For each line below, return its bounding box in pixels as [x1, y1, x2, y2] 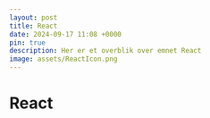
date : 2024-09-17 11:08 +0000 [9, 29, 122, 38]
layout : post [9, 13, 58, 22]
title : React [9, 21, 58, 30]
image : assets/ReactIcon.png [9, 55, 118, 63]
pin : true [9, 38, 46, 47]
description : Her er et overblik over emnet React [9, 46, 202, 55]
